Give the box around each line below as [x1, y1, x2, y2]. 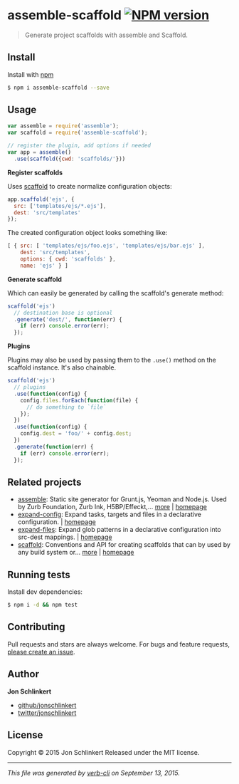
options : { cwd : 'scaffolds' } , [20, 256, 116, 263]
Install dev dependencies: [7, 587, 83, 596]
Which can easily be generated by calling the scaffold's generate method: [7, 288, 224, 297]
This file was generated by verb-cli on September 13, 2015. [7, 768, 180, 777]
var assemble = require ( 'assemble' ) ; [7, 122, 119, 130]
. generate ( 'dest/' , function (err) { [14, 315, 122, 323]
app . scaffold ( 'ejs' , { [7, 196, 75, 203]
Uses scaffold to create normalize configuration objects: [7, 182, 172, 190]
